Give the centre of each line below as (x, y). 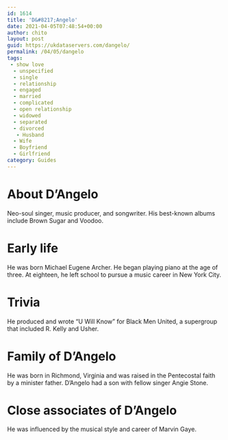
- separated (30, 122)
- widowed (27, 115)
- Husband (30, 135)
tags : (15, 58)
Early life (33, 248)
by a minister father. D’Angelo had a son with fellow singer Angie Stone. (108, 382)
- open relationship (42, 109)
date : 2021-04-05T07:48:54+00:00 (55, 26)
